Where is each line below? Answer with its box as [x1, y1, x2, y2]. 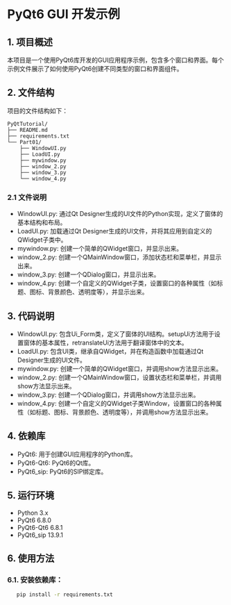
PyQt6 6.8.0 [17, 515, 52, 524]
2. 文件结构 [7, 87, 55, 99]
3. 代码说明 [7, 310, 55, 322]
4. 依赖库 [7, 430, 46, 442]
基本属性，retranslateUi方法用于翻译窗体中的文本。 [41, 338, 189, 347]
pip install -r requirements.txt [16, 591, 113, 598]
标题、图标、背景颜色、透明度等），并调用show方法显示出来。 [35, 408, 213, 416]
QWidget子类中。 [17, 235, 67, 244]
